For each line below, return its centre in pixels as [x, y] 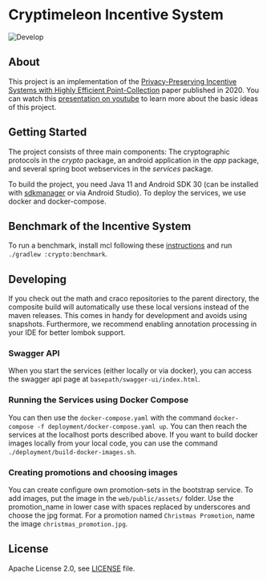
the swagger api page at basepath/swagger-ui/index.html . [104, 379]
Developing [37, 279]
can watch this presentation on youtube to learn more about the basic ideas [133, 99]
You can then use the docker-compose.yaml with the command [110, 418]
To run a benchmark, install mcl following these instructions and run [120, 245]
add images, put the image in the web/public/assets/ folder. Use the [121, 498]
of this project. [32, 107]
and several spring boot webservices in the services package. [111, 168]
